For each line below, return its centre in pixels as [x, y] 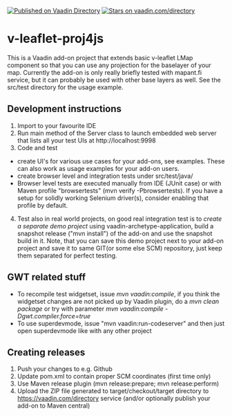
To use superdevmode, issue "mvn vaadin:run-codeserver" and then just [121, 323]
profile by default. [42, 205]
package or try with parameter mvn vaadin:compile [90, 309]
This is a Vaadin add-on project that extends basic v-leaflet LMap [100, 57]
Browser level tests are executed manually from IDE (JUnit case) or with [119, 183]
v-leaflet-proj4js [56, 39]
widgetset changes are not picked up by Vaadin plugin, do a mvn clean [118, 301]
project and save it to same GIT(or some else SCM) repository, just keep [119, 248]
